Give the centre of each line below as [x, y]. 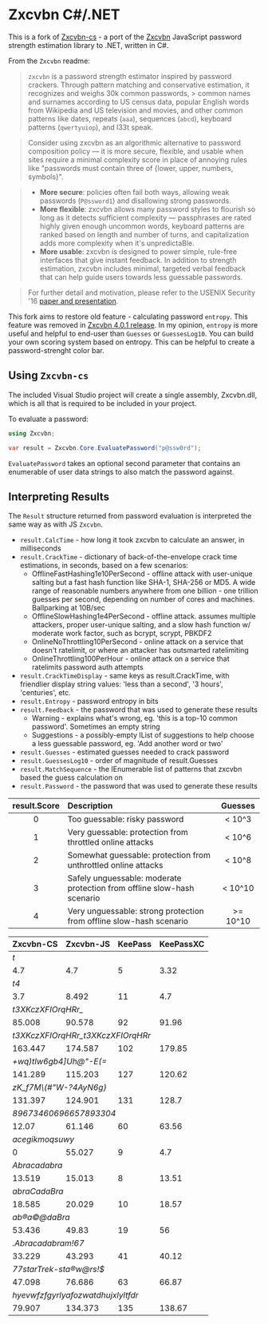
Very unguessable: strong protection [136, 911]
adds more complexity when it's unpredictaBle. [117, 243]
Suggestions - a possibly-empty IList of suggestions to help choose [143, 735]
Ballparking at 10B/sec [68, 608]
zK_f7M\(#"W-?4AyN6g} [59, 1087]
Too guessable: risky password [126, 819]
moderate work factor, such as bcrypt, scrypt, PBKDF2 [122, 634]
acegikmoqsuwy [43, 1139]
